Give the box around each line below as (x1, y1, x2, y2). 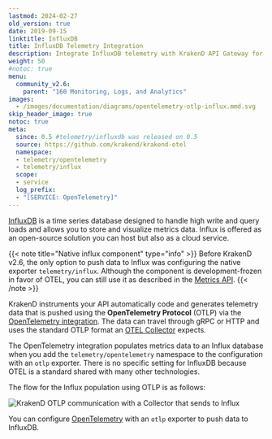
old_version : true (8, 20, 71, 28)
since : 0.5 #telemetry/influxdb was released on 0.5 (15, 133, 198, 141)
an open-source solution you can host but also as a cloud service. (8, 233, 230, 242)
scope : (15, 171, 38, 179)
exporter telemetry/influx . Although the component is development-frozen (8, 266, 262, 276)
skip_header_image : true (8, 111, 93, 119)
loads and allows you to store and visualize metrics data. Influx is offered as (8, 224, 262, 234)
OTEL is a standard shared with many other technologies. (8, 367, 201, 376)
